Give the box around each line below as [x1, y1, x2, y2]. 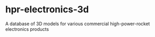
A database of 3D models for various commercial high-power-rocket [5, 21, 150, 27]
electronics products [5, 26, 49, 32]
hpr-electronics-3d [5, 4, 89, 15]
